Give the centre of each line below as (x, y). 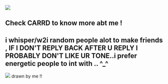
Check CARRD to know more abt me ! (64, 23)
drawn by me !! (27, 76)
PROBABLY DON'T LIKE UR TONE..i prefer (71, 56)
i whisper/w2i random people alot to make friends (84, 40)
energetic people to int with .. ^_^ (57, 63)
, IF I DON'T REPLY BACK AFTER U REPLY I (71, 48)
